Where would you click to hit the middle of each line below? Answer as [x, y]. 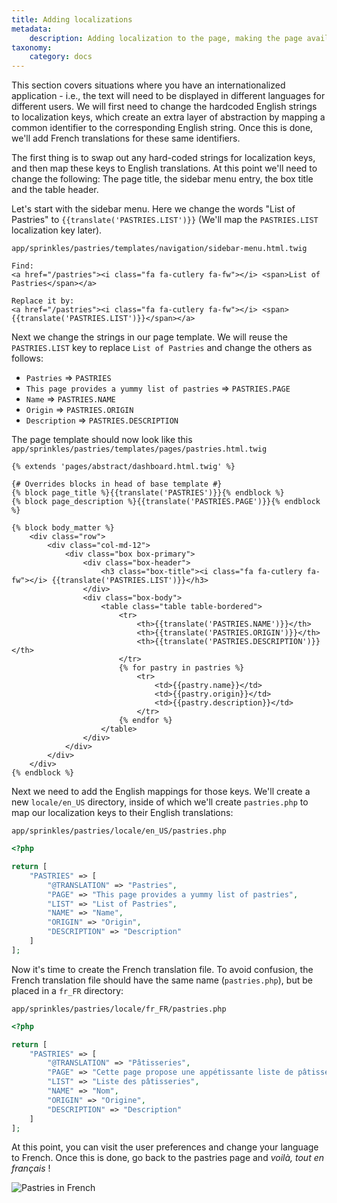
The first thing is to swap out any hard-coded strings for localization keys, [163, 158]
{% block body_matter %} [63, 528]
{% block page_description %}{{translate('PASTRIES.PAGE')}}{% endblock [166, 502]
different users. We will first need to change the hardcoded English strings [164, 107]
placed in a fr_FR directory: [67, 990]
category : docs [61, 57]
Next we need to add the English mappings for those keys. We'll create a [161, 792]
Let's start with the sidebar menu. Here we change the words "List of [153, 209]
